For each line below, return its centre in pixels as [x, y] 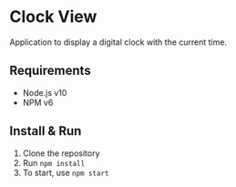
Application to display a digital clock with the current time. [118, 42]
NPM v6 [38, 102]
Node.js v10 [45, 92]
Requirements [50, 71]
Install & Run [46, 131]
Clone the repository [61, 153]
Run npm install [54, 162]
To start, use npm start [66, 172]
